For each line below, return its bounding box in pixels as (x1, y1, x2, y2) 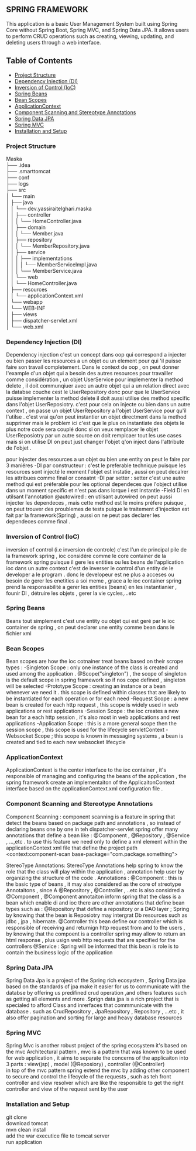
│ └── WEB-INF (6, 304, 46, 311)
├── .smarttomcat (6, 167, 51, 174)
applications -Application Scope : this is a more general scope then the (6, 720, 177, 727)
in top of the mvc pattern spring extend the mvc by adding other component (6, 1067, 190, 1074)
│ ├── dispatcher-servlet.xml (6, 317, 78, 324)
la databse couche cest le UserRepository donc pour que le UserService (6, 389, 181, 396)
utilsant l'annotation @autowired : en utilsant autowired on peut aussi (6, 493, 173, 500)
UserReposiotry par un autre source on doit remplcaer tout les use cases (6, 432, 182, 439)
